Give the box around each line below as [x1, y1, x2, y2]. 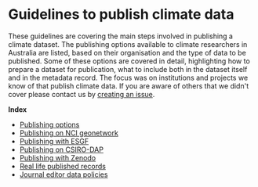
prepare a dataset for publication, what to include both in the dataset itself [8, 64, 248, 74]
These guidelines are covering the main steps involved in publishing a [8, 31, 234, 41]
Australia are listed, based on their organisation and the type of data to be [8, 48, 247, 57]
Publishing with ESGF [19, 136, 89, 146]
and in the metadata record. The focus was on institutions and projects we [8, 73, 249, 82]
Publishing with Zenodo [19, 153, 96, 162]
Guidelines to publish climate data [8, 5, 234, 23]
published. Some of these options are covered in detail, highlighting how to [8, 56, 251, 66]
